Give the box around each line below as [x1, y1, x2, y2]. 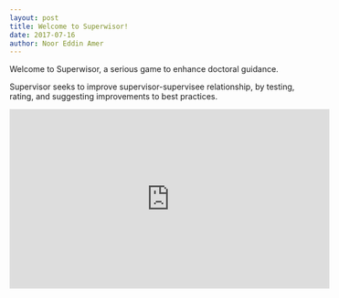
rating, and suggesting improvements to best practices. [9, 91, 218, 102]
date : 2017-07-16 [9, 30, 76, 39]
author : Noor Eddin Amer [9, 38, 104, 48]
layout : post [9, 13, 59, 23]
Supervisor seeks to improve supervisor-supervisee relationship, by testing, [9, 81, 295, 92]
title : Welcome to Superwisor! [9, 22, 129, 31]
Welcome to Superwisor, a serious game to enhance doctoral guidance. [9, 64, 279, 75]
